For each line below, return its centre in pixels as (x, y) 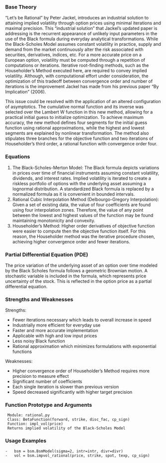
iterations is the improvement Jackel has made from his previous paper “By (82, 87)
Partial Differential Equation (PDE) (47, 254)
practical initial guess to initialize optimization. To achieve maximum (75, 117)
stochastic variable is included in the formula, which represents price (76, 276)
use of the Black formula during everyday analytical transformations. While (82, 39)
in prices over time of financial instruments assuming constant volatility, (86, 173)
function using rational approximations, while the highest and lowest (75, 128)
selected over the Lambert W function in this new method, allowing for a (79, 112)
